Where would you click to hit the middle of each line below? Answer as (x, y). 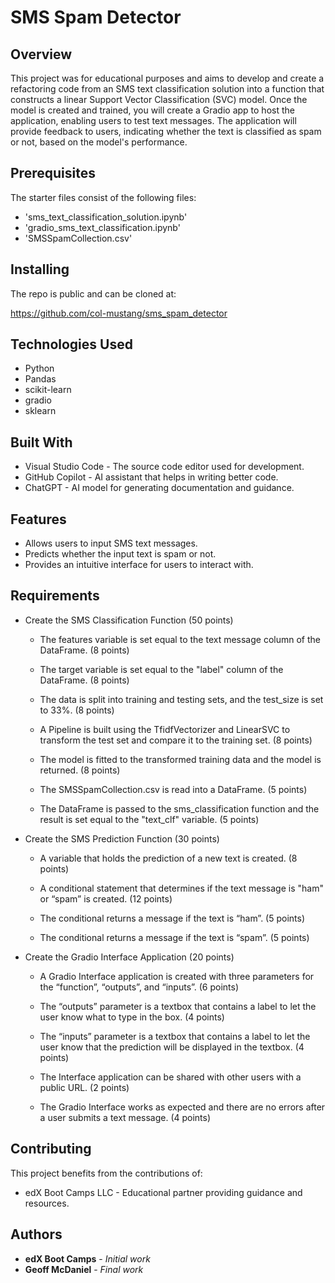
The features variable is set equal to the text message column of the (180, 639)
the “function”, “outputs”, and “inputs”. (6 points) (139, 987)
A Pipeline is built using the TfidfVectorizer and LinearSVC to (165, 729)
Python (39, 368)
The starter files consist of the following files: (103, 197)
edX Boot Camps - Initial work (87, 1258)
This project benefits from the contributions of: (106, 1173)
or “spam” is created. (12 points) (106, 898)
